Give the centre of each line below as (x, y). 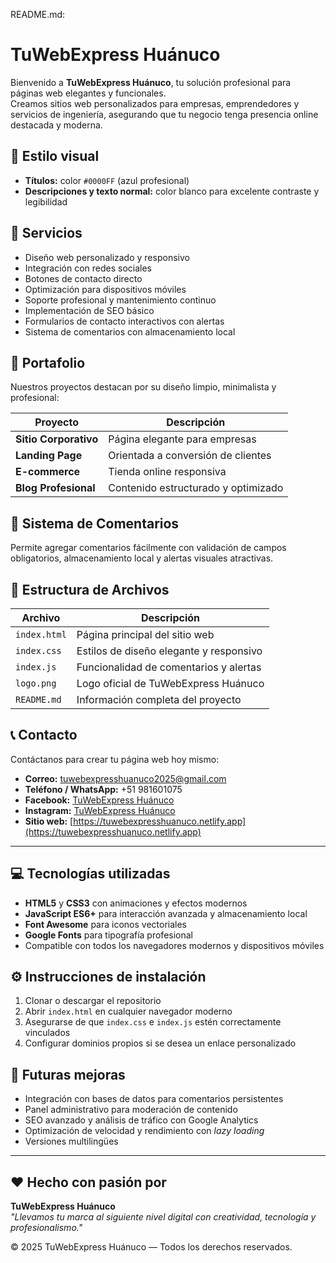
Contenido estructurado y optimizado (196, 488)
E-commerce (48, 472)
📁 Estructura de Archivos (90, 589)
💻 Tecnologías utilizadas (90, 874)
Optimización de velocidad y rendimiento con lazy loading (144, 1131)
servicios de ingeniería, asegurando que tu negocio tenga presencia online (164, 114)
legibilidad (46, 201)
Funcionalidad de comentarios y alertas (169, 667)
